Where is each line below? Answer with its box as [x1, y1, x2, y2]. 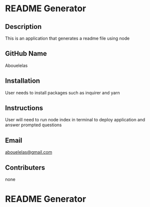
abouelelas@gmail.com [5, 149, 52, 155]
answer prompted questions [5, 122, 62, 128]
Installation [5, 77, 40, 85]
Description [5, 23, 42, 31]
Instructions [5, 104, 43, 113]
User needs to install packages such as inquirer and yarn [5, 90, 120, 95]
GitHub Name [5, 49, 48, 58]
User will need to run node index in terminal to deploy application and [5, 117, 146, 123]
